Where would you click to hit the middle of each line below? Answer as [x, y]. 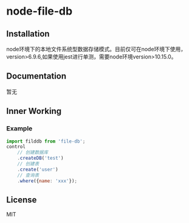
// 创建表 [28, 164]
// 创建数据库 [33, 153]
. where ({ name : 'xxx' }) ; [47, 181]
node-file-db [40, 11]
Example [19, 129]
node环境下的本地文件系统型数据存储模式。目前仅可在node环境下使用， [96, 49]
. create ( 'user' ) [38, 169]
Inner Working [34, 111]
